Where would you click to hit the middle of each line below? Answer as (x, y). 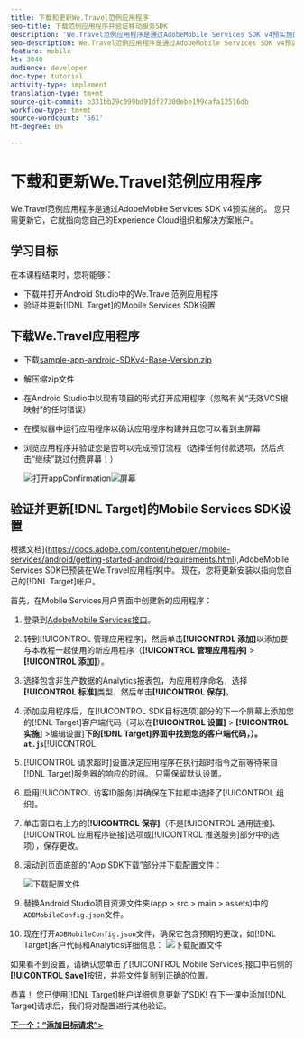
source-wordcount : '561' (57, 118)
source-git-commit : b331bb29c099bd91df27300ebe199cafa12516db (129, 101)
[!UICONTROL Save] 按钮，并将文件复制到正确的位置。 (112, 976)
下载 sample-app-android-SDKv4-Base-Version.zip (118, 359)
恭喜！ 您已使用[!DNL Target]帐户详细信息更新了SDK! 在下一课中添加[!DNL (148, 995)
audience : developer (49, 69)
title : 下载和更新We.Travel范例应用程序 (80, 18)
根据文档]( (29, 549)
